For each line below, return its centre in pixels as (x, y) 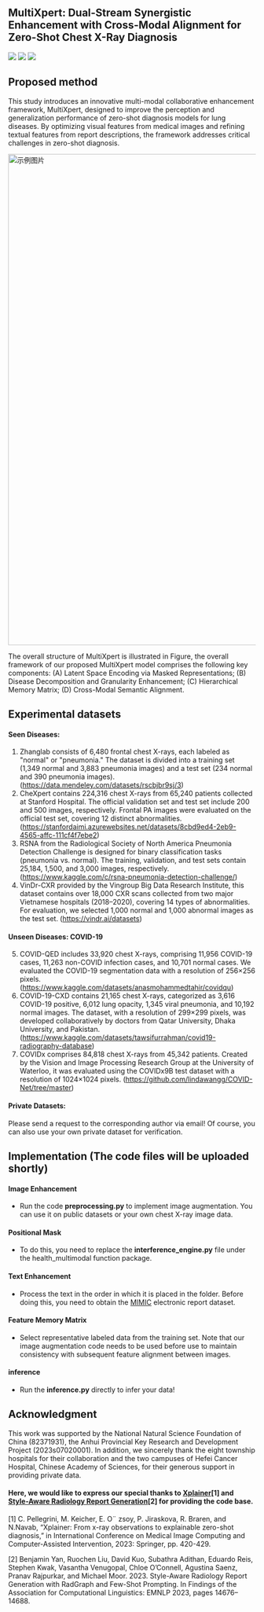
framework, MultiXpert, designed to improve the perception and (111, 109)
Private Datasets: (37, 1106)
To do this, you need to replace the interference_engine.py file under (132, 1250)
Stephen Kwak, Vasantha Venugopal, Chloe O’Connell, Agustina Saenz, (123, 1568)
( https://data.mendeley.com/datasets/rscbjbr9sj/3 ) (102, 785)
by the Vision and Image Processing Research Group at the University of (136, 1063)
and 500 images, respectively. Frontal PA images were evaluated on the (135, 810)
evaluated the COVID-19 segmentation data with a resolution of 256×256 (137, 971)
